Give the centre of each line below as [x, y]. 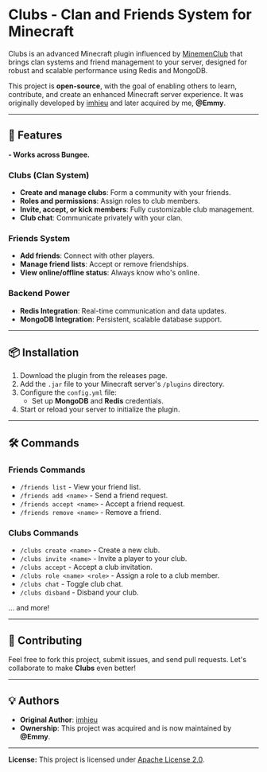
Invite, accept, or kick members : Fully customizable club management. [137, 209]
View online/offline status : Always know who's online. [110, 273]
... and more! [29, 608]
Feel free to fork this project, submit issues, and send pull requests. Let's [128, 660]
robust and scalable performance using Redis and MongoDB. [108, 70]
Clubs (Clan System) [49, 175]
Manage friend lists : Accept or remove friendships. [104, 264]
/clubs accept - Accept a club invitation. [86, 567]
